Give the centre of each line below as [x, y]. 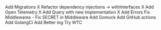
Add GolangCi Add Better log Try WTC [44, 22]
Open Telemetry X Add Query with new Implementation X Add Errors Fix [78, 12]
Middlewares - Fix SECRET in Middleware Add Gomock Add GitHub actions [80, 17]
